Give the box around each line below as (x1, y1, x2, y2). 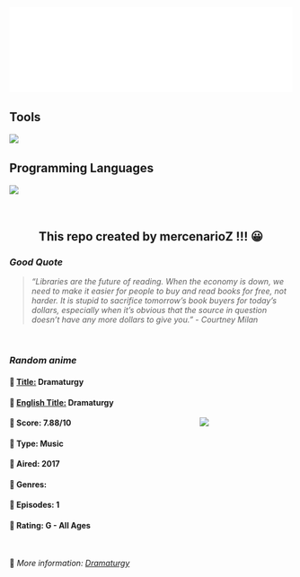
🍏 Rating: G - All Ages (9, 520, 92, 531)
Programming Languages (9, 161, 154, 176)
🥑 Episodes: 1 (9, 500, 60, 511)
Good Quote (9, 256, 63, 268)
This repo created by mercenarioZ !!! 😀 (39, 229, 263, 244)
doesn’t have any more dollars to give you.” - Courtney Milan (31, 314, 259, 325)
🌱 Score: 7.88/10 (9, 417, 72, 428)
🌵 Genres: (9, 478, 48, 490)
